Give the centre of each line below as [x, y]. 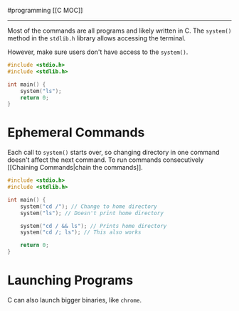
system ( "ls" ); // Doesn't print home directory [92, 213]
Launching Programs [70, 280]
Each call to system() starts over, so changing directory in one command [113, 153]
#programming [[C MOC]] [45, 10]
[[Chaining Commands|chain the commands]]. [75, 168]
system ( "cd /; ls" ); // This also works [81, 233]
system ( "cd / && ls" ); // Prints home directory [94, 226]
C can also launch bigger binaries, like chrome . [75, 300]
